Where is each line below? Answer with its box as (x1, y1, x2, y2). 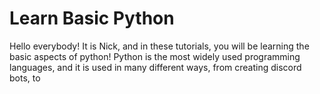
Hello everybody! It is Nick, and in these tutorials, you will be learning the (9, 40, 310, 52)
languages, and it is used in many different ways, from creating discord (9, 61, 302, 73)
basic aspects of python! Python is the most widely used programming (9, 50, 301, 62)
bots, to (9, 72, 41, 84)
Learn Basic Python (9, 7, 175, 30)
